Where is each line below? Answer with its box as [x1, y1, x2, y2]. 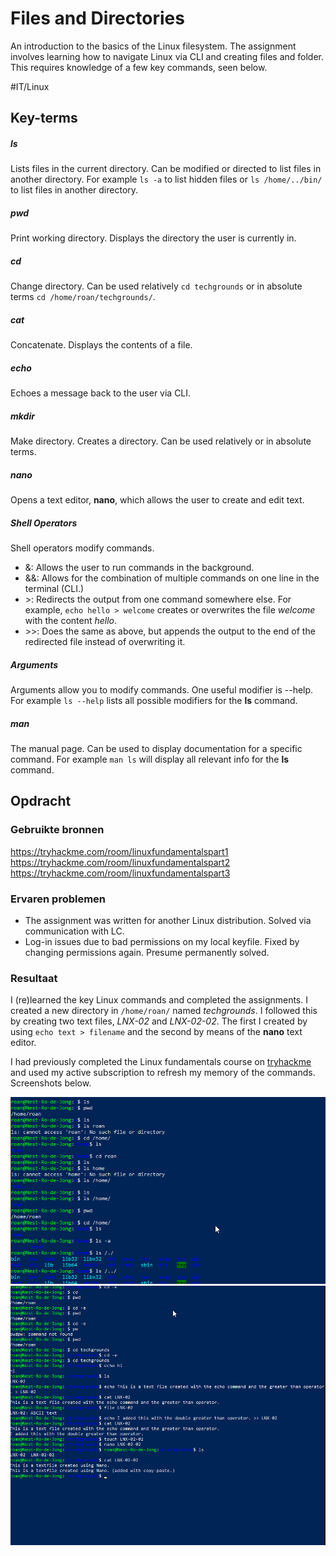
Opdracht [10, 793, 72, 810]
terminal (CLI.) [24, 583, 85, 595]
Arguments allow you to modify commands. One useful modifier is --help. [10, 684, 314, 696]
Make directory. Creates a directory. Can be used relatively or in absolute [10, 435, 312, 447]
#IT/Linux [10, 80, 50, 92]
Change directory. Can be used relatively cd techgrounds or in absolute [10, 280, 303, 292]
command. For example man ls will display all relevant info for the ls [10, 753, 290, 766]
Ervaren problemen [10, 892, 107, 906]
